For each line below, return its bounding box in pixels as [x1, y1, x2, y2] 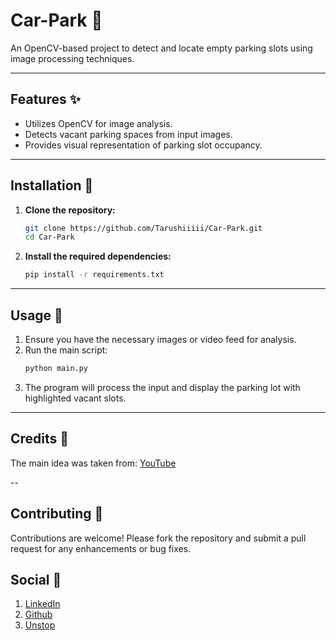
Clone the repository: [24, 204, 116, 216]
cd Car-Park [24, 232, 75, 243]
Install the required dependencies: [24, 250, 172, 263]
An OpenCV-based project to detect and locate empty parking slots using [10, 42, 313, 54]
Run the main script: [24, 344, 108, 356]
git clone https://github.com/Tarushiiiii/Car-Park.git [24, 223, 263, 233]
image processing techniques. [10, 52, 135, 64]
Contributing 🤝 [10, 505, 104, 523]
